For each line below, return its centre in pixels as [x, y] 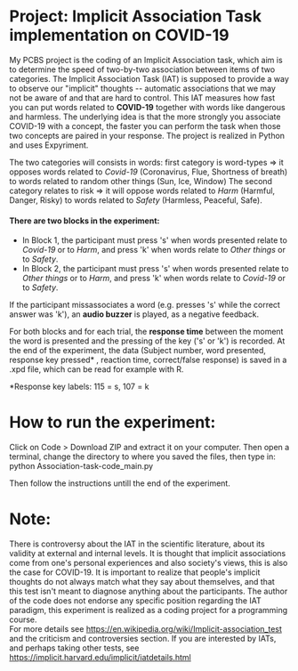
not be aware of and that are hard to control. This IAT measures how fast [142, 97]
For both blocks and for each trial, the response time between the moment [146, 332]
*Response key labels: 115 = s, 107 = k [79, 387]
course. [23, 619]
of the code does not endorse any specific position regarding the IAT [136, 601]
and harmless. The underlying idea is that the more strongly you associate [145, 117]
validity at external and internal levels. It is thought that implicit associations [148, 554]
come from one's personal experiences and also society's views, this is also [149, 563]
